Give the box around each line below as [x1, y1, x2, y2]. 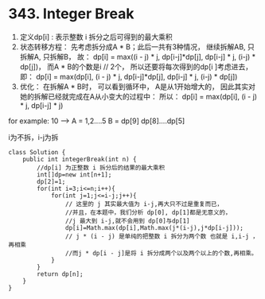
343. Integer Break [8, 5, 134, 23]
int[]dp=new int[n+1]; [37, 170, 112, 179]
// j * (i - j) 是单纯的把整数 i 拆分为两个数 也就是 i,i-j [64, 232, 249, 240]
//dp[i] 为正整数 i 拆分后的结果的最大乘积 [37, 164, 166, 172]
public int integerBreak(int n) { [22, 155, 137, 163]
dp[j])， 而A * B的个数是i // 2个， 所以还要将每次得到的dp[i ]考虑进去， [19, 61, 253, 72]
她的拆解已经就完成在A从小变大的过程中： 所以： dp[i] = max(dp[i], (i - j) [19, 91, 257, 101]
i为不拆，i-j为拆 [8, 132, 59, 142]
